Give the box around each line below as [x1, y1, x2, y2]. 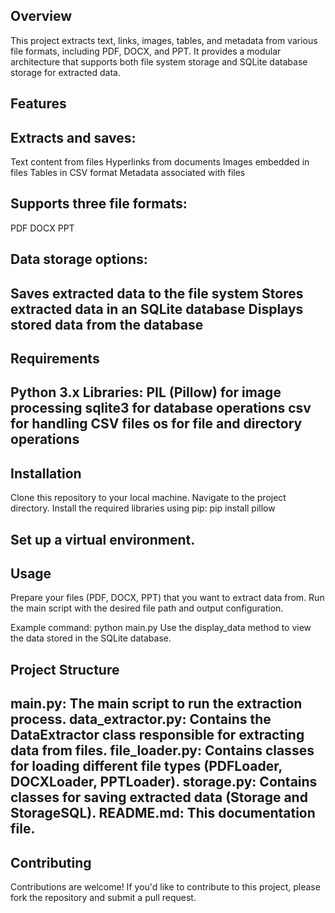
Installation [10, 465, 82, 482]
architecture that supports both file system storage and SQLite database [10, 55, 308, 68]
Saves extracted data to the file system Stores [10, 285, 304, 302]
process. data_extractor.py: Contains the [10, 711, 272, 728]
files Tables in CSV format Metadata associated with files [10, 167, 246, 179]
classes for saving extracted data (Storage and [10, 789, 308, 806]
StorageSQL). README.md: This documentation [10, 805, 316, 822]
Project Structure [10, 661, 120, 678]
